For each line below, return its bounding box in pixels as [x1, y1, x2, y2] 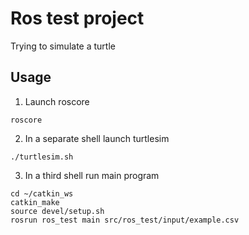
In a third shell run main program [24, 169, 160, 181]
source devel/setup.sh [10, 206, 105, 216]
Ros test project [10, 7, 145, 30]
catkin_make [10, 197, 60, 207]
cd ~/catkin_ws [10, 188, 74, 199]
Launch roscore [24, 95, 90, 107]
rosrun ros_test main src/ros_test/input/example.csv [10, 215, 240, 225]
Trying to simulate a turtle [10, 40, 116, 52]
